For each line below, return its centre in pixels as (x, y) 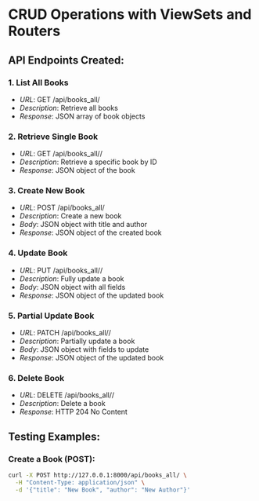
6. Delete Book (36, 378)
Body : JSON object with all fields (72, 287)
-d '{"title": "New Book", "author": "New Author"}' (103, 490)
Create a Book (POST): (52, 459)
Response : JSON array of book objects (82, 116)
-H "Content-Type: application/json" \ (80, 482)
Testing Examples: (54, 436)
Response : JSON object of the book (77, 170)
